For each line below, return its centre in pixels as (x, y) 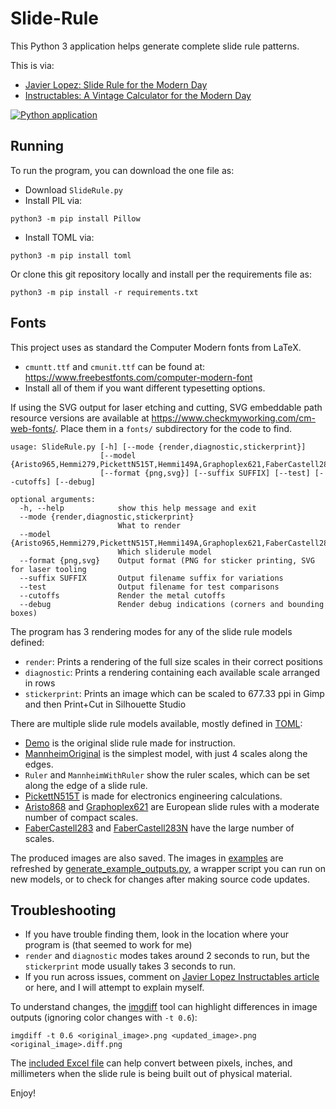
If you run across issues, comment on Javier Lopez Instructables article (172, 977)
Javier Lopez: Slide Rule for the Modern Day (116, 84)
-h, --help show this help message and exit (138, 508)
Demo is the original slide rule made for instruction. (130, 743)
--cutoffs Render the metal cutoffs (122, 595)
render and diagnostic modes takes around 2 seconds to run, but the (167, 956)
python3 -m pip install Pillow (75, 218)
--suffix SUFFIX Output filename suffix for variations (151, 578)
